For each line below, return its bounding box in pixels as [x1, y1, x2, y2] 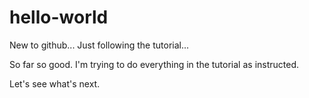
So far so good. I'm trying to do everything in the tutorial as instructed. [9, 58, 300, 70]
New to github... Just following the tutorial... [9, 39, 190, 51]
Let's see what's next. [9, 77, 101, 90]
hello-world [9, 6, 109, 29]
